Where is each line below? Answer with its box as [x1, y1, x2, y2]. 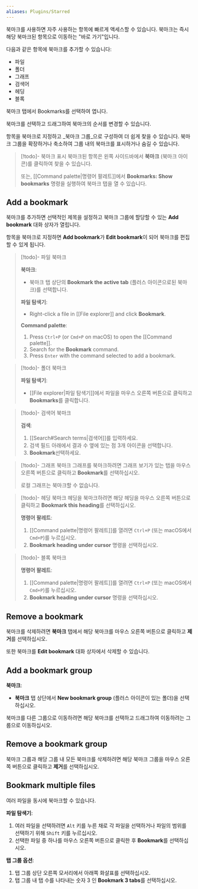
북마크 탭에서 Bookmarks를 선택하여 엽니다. [6, 108, 108, 115]
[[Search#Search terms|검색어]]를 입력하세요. [29, 435, 138, 442]
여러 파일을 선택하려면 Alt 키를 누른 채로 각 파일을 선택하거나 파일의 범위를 [14, 822, 187, 829]
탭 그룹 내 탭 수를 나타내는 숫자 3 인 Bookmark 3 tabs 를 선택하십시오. [14, 877, 177, 884]
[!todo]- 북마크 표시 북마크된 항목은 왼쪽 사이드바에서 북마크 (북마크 [20, 152, 177, 159]
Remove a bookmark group [6, 739, 108, 749]
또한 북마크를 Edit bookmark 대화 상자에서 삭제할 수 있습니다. [6, 648, 150, 655]
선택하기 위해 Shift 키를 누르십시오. [14, 829, 98, 836]
